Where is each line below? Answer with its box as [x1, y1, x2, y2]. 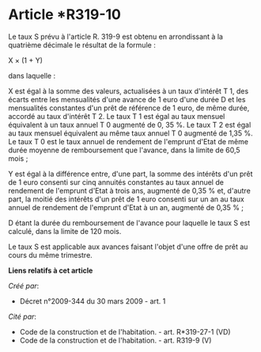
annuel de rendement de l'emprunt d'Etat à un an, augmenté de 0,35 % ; [8, 202, 244, 212]
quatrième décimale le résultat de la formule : [8, 40, 156, 49]
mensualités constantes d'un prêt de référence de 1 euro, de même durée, [8, 103, 250, 113]
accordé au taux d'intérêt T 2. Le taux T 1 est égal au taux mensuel [8, 111, 225, 121]
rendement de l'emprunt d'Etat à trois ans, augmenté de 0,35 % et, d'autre [8, 186, 251, 195]
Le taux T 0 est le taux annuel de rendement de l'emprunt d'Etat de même [8, 136, 249, 146]
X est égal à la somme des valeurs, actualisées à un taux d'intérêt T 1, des [8, 86, 249, 96]
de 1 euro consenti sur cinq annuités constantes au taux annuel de [8, 177, 224, 187]
